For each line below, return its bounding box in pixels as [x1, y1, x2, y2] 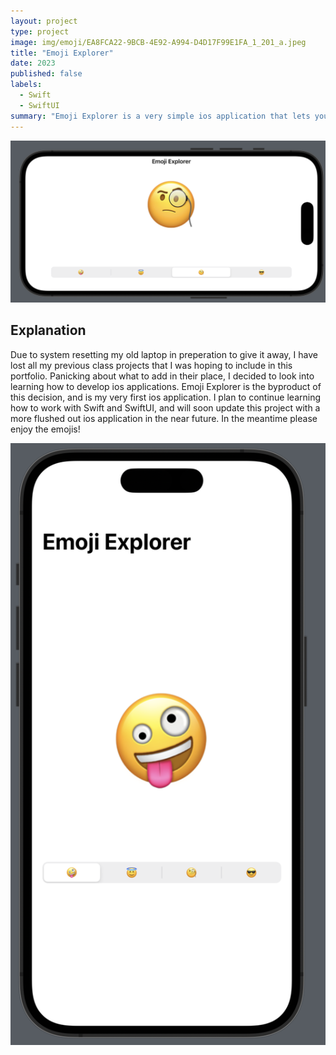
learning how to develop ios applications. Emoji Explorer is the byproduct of [10, 380, 322, 392]
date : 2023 [10, 58, 56, 69]
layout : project [10, 16, 78, 26]
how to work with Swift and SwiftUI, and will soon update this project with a [10, 401, 321, 414]
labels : [10, 80, 43, 90]
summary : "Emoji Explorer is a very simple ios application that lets [10, 111, 311, 121]
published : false [10, 69, 83, 79]
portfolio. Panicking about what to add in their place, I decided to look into [10, 370, 315, 382]
